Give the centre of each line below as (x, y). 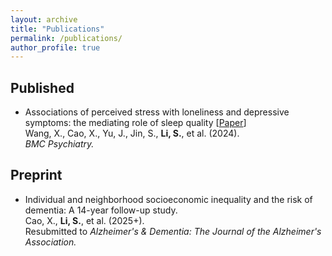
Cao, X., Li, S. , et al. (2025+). (84, 220)
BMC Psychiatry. (59, 144)
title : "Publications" (57, 29)
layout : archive (44, 19)
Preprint (36, 175)
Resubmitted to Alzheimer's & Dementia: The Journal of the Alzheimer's (173, 231)
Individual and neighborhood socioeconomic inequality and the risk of (168, 199)
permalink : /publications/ (66, 38)
